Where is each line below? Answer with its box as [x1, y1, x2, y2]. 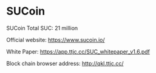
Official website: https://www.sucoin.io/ [6, 36, 105, 43]
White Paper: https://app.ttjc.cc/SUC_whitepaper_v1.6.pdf [6, 47, 150, 55]
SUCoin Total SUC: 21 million [6, 24, 78, 32]
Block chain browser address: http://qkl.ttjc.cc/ [6, 60, 124, 67]
